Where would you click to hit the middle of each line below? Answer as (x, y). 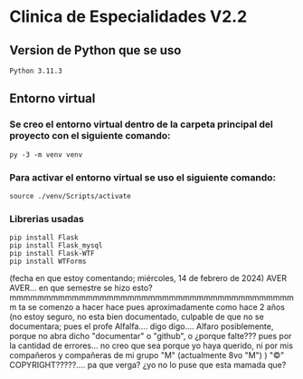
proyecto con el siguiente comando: (90, 136)
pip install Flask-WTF (52, 254)
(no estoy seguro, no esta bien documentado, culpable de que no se (137, 317)
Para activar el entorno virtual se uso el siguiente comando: (142, 177)
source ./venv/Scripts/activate (70, 196)
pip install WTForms (48, 262)
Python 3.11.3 (36, 71)
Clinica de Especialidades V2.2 (128, 17)
